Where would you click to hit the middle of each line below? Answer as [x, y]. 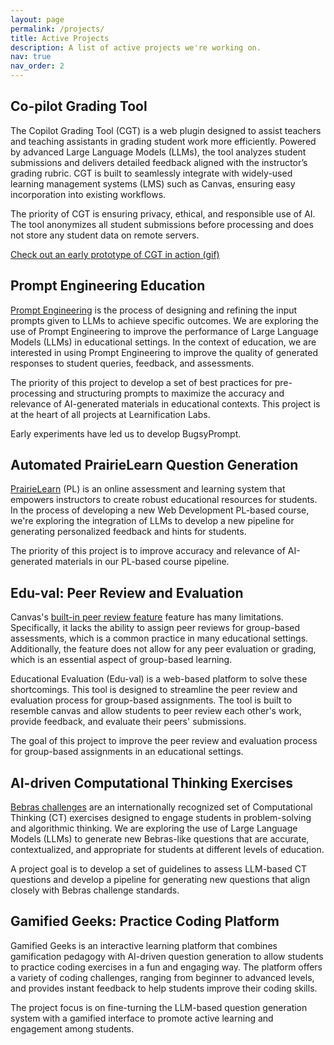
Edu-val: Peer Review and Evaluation [127, 592]
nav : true [31, 57]
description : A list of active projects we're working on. [136, 47]
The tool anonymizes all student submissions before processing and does [162, 224]
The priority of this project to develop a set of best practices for [141, 382]
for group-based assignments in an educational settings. [127, 752]
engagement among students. [72, 1028]
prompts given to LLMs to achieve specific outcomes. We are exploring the [164, 320]
